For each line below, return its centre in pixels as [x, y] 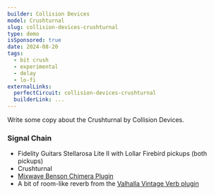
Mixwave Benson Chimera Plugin [66, 176]
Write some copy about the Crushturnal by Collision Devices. [96, 120]
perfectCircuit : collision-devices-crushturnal [85, 93]
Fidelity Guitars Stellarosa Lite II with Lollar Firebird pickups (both [112, 154]
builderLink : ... [39, 100]
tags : [15, 54]
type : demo [23, 34]
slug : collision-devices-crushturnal [63, 27]
